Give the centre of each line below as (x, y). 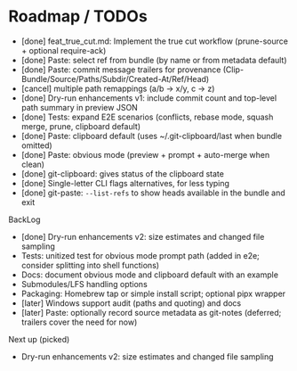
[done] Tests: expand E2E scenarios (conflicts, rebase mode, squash (147, 117)
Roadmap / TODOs (78, 16)
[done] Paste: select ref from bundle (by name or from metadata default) (154, 60)
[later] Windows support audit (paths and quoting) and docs (131, 303)
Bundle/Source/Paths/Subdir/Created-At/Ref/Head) (115, 78)
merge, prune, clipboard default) (81, 126)
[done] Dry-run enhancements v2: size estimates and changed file (143, 236)
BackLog (24, 219)
